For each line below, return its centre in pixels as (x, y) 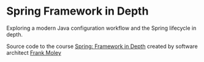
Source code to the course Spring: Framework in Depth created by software (102, 46)
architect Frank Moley (34, 52)
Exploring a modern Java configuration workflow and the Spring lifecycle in (101, 28)
